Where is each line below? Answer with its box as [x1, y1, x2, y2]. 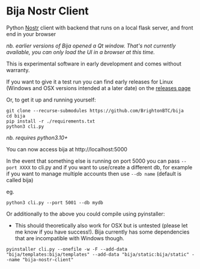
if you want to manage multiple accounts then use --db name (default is [6, 170, 182, 177]
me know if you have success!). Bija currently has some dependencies [14, 228, 190, 235]
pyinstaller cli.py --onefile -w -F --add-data [6, 246, 128, 252]
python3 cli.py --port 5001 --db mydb [6, 199, 103, 205]
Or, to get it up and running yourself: [6, 96, 96, 103]
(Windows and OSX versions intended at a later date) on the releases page [6, 84, 191, 91]
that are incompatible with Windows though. [14, 234, 124, 241]
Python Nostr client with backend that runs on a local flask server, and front [6, 24, 193, 31]
